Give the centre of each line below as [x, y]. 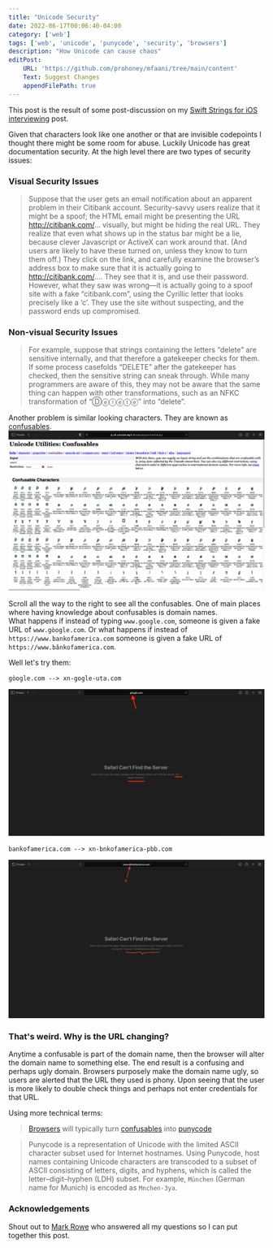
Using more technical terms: [56, 1113]
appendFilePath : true [59, 85]
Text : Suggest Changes [61, 77]
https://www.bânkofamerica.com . [62, 647]
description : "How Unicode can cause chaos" [85, 52]
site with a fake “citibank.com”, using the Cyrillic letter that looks [136, 293]
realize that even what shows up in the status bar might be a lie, [135, 233]
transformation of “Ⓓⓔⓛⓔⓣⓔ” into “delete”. [107, 401]
